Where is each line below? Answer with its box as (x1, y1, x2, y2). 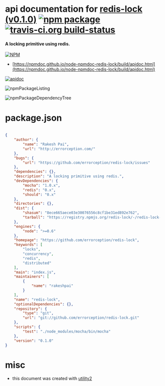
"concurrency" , (23, 251, 54, 256)
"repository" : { (14, 306, 48, 311)
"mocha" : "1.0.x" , (23, 183, 60, 188)
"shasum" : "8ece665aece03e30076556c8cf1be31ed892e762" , (23, 210, 139, 216)
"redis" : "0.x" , (23, 188, 56, 193)
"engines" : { (14, 224, 41, 229)
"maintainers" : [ (14, 274, 50, 279)
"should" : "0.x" (23, 192, 56, 197)
